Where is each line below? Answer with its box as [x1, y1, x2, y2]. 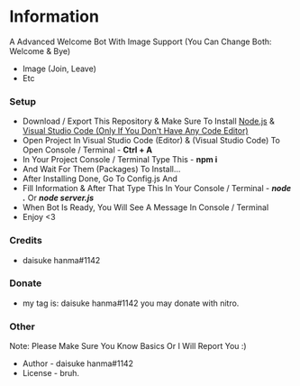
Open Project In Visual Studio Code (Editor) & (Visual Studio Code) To [22, 135, 281, 146]
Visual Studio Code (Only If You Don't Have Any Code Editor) [22, 125, 250, 136]
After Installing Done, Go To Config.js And [22, 173, 178, 184]
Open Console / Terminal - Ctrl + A [22, 144, 153, 155]
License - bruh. [22, 368, 79, 379]
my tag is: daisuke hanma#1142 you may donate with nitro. [22, 298, 240, 308]
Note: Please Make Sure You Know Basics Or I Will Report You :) [9, 341, 247, 352]
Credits [9, 234, 42, 247]
